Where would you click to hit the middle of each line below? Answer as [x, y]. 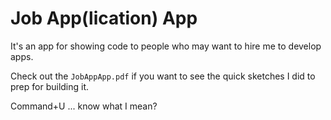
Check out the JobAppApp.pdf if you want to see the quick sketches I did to [163, 76]
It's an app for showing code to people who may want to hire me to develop [166, 46]
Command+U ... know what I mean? [84, 106]
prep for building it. [50, 86]
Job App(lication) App [104, 18]
